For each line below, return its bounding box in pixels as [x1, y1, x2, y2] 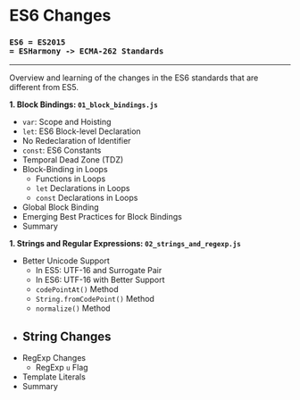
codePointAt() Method [35, 284, 119, 295]
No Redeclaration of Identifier [21, 136, 131, 146]
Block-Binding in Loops [21, 164, 109, 175]
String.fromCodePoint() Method [35, 294, 154, 304]
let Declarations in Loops [35, 183, 130, 194]
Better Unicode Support [21, 255, 110, 266]
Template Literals [21, 371, 87, 382]
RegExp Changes [21, 353, 87, 363]
